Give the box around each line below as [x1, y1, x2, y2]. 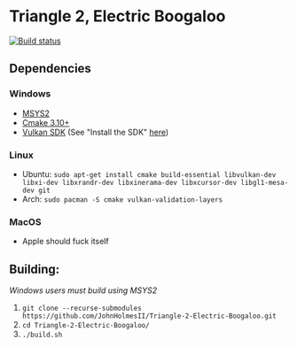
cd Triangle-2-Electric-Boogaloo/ [21, 321, 150, 330]
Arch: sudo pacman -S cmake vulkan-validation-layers [21, 193, 223, 204]
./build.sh [21, 330, 63, 340]
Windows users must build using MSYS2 [9, 285, 158, 296]
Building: [9, 261, 60, 276]
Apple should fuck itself [21, 236, 109, 247]
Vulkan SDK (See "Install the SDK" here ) [21, 127, 169, 137]
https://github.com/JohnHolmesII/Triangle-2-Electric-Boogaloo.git [21, 312, 277, 320]
